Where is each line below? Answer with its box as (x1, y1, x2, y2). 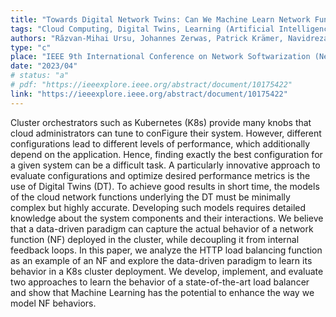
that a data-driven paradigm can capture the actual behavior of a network (10, 222, 314, 235)
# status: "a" (10, 71, 70, 81)
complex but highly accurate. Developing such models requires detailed (10, 201, 307, 213)
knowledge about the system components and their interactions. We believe (10, 212, 324, 224)
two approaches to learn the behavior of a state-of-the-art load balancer (10, 276, 310, 288)
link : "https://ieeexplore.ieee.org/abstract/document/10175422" (10, 89, 288, 99)
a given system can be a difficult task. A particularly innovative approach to (10, 159, 321, 171)
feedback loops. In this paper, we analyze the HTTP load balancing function (10, 244, 323, 256)
